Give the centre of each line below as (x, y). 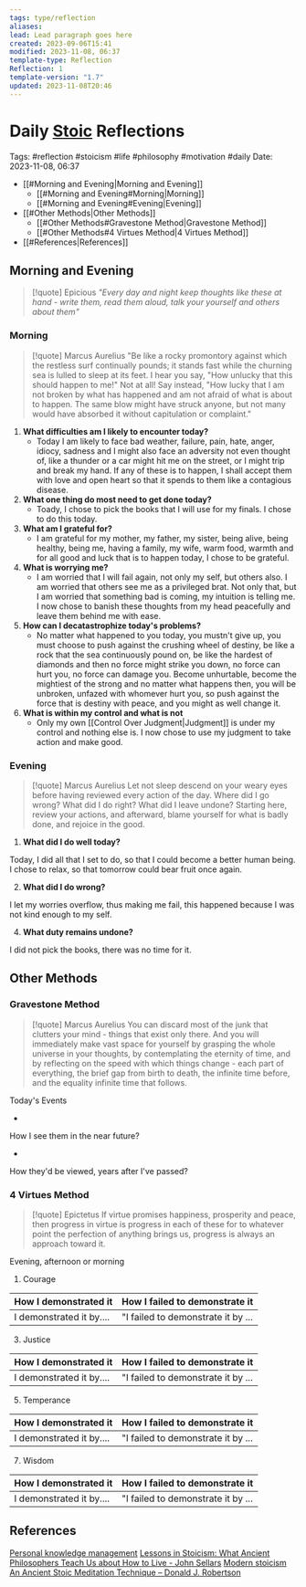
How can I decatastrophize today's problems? (111, 625)
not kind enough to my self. (61, 914)
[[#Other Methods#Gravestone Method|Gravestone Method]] (152, 222)
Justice (37, 1340)
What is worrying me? (65, 567)
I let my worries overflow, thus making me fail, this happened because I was (152, 904)
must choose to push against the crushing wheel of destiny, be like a (165, 645)
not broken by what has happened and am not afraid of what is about (162, 394)
